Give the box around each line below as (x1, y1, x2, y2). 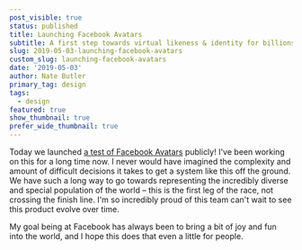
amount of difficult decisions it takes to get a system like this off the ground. (9, 165, 291, 176)
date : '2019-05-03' (9, 64, 83, 73)
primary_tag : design (9, 80, 87, 89)
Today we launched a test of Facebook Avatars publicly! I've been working (9, 147, 285, 157)
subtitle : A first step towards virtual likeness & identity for (9, 38, 259, 48)
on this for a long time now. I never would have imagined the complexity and (9, 156, 291, 166)
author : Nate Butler (9, 72, 87, 81)
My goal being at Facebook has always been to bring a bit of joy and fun (9, 221, 277, 232)
